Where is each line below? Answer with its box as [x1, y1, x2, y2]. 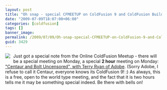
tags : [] [5, 26, 23, 31]
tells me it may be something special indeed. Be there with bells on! [5, 79, 143, 85]
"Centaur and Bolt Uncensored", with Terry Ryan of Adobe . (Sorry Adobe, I [5, 63, 159, 69]
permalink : [5, 35, 28, 40]
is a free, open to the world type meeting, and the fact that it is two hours [5, 74, 155, 80]
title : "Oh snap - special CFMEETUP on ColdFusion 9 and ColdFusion [5, 12, 150, 17]
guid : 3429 [5, 40, 28, 45]
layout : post [5, 7, 32, 12]
